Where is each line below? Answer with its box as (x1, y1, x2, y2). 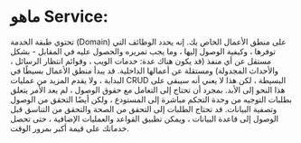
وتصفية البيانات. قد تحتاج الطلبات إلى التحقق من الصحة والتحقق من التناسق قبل (10, 103, 277, 114)
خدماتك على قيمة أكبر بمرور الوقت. (10, 122, 129, 133)
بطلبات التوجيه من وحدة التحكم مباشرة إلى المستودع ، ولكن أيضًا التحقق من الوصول (10, 93, 293, 105)
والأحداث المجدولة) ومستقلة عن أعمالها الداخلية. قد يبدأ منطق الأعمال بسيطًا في (10, 65, 279, 76)
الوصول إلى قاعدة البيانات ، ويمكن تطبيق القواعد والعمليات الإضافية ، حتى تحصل (10, 113, 279, 124)
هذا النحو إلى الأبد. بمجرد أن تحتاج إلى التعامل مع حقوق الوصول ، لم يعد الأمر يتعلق (10, 84, 286, 95)
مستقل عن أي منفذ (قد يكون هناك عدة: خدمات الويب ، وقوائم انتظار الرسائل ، (10, 55, 272, 66)
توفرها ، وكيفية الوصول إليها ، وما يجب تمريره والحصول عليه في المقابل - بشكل (10, 45, 277, 56)
